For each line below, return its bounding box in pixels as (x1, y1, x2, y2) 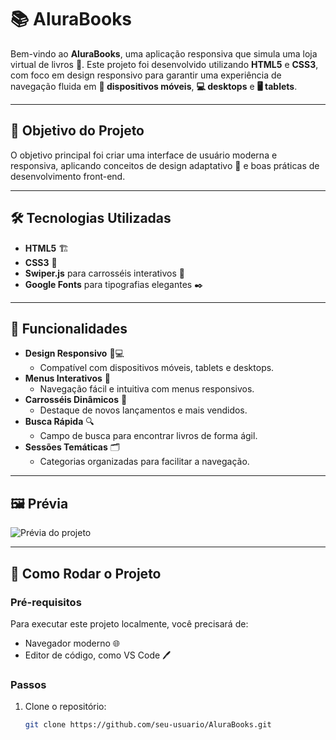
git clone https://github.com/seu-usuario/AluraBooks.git (24, 720, 272, 730)
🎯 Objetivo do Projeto (10, 122, 145, 140)
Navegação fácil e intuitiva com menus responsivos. (39, 383, 255, 395)
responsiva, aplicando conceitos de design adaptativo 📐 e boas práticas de (10, 159, 320, 171)
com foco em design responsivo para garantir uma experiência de (10, 69, 282, 81)
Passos (10, 677, 47, 691)
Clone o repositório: (24, 701, 107, 713)
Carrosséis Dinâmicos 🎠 (24, 394, 128, 406)
